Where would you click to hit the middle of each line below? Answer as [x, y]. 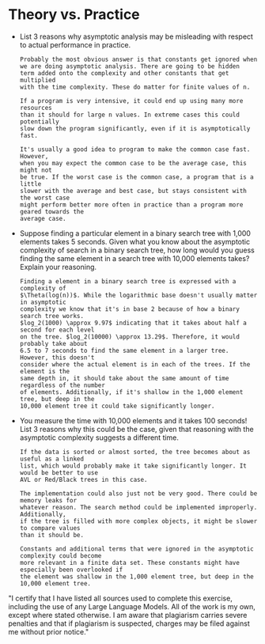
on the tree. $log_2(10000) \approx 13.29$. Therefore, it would [129, 337]
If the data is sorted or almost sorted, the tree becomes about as [135, 452]
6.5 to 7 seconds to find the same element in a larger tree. [124, 350]
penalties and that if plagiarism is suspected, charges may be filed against [129, 623]
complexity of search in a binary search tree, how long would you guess [137, 250]
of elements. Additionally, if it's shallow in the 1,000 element [131, 392]
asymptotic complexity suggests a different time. [99, 438]
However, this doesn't [57, 358]
